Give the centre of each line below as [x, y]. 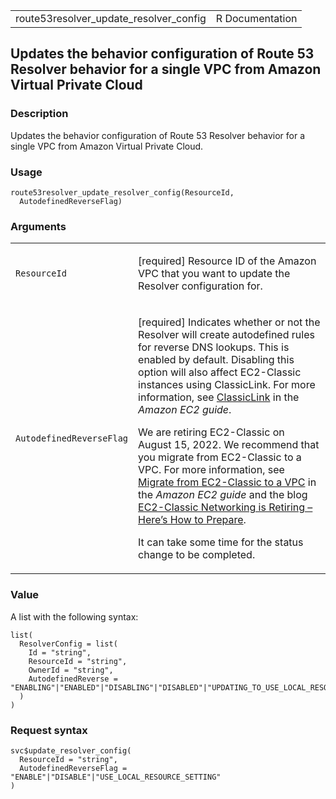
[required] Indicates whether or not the [229, 322]
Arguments [38, 226]
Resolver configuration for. [200, 286]
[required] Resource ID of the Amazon [227, 261]
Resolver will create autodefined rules [226, 335]
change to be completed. [197, 555]
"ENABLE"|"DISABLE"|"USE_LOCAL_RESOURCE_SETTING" [116, 777]
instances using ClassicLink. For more [227, 385]
